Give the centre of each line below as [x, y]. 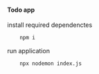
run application [29, 51]
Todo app [21, 10]
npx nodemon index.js [51, 64]
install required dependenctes [50, 25]
